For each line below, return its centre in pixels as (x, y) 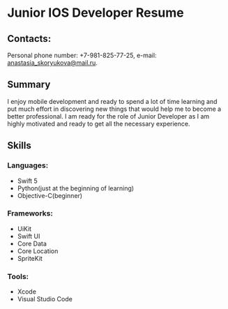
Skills (19, 145)
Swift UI (29, 236)
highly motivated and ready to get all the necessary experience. (99, 123)
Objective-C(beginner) (50, 195)
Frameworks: (30, 213)
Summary (29, 85)
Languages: (28, 165)
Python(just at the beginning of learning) (76, 188)
